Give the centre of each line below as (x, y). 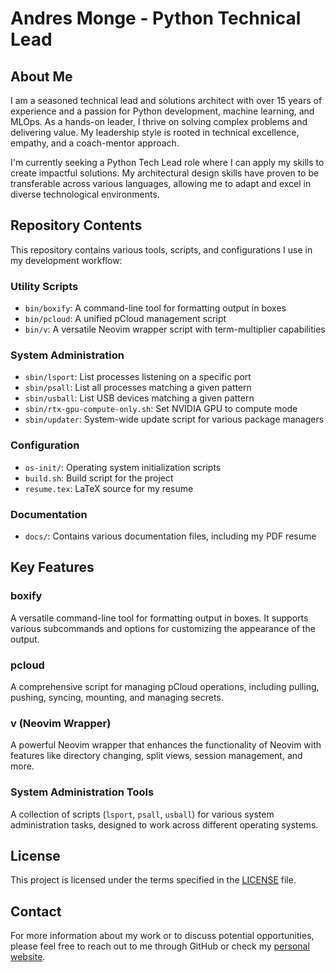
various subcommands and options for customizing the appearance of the (163, 628)
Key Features (52, 567)
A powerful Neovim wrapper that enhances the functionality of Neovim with (166, 745)
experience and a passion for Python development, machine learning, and (162, 111)
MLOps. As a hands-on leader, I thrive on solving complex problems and (159, 121)
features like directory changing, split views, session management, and (156, 756)
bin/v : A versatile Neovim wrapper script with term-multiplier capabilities (175, 329)
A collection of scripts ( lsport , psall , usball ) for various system (142, 814)
